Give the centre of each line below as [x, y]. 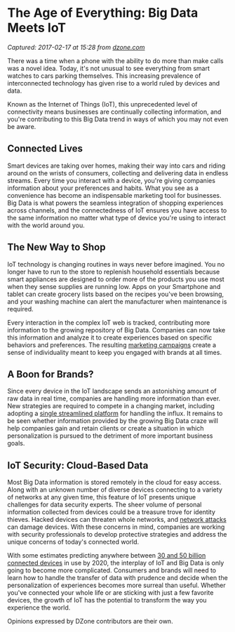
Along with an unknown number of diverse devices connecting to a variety [115, 490]
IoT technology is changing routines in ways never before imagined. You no [116, 264]
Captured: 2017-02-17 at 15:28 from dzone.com [76, 47]
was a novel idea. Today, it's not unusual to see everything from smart [109, 68]
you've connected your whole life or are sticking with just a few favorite [110, 593]
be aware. [22, 126]
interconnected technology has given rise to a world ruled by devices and [114, 83]
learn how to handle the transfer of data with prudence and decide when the [117, 578]
